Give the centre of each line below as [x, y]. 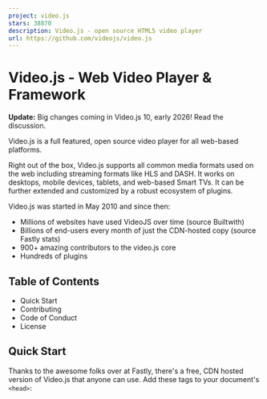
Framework [47, 95]
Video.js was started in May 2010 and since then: [89, 206]
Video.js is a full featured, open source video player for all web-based [123, 141]
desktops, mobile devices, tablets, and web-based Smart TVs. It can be [126, 182]
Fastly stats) [40, 239]
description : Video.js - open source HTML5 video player [105, 31]
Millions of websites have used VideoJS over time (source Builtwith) [132, 222]
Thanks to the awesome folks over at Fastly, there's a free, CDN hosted [126, 371]
